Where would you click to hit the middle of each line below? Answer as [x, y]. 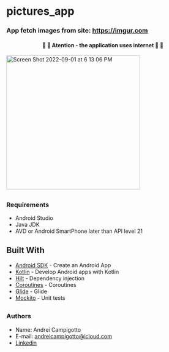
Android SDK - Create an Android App [63, 265]
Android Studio [34, 218]
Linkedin [26, 343]
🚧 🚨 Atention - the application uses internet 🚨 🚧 [103, 45]
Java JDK [27, 225]
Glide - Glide [31, 291]
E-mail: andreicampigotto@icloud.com [63, 336]
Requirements [28, 205]
